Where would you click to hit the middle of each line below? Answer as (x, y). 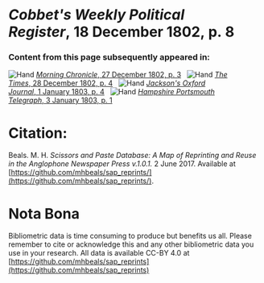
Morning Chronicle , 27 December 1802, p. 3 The (132, 75)
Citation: (38, 133)
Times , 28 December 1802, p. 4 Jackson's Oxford (107, 83)
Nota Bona (44, 213)
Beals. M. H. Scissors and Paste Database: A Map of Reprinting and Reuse (132, 156)
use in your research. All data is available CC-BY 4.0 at (99, 253)
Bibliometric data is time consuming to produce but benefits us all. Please (130, 236)
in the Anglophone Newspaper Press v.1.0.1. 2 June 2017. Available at (122, 164)
